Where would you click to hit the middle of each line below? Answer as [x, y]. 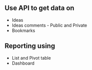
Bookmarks [23, 30]
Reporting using [30, 46]
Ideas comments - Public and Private [49, 25]
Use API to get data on [40, 8]
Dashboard [23, 63]
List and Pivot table [31, 58]
